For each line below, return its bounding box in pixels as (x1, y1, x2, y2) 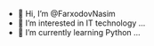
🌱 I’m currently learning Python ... (17, 27, 141, 37)
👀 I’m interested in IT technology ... (17, 18, 146, 28)
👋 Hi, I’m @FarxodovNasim (17, 9, 116, 19)
